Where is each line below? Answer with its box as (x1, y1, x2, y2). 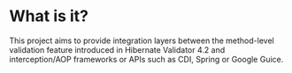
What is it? (9, 6, 89, 26)
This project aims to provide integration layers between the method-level (9, 35, 274, 46)
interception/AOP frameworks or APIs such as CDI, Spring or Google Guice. (9, 54, 284, 64)
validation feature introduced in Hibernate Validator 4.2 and (9, 44, 226, 55)
